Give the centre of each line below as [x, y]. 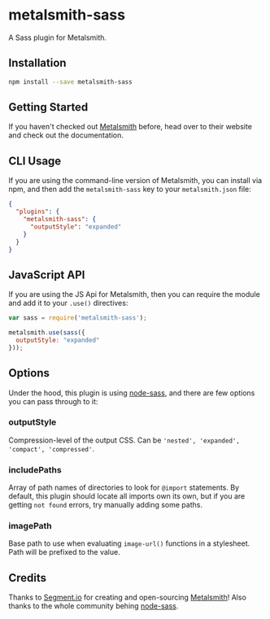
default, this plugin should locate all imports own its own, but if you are [127, 496]
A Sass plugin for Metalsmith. [58, 37]
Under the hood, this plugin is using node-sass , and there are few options [132, 393]
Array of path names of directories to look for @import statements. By [124, 488]
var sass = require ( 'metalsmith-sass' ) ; [78, 318]
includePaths [35, 469]
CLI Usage [35, 161]
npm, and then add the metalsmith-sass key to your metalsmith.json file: [130, 190]
